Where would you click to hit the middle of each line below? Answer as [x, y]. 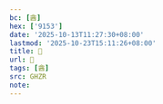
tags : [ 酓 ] [30, 69]
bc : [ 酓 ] [25, 18]
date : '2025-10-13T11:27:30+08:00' [77, 34]
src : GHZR [28, 77]
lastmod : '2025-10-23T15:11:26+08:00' [83, 43]
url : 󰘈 [22, 60]
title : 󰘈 [26, 52]
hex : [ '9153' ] [36, 26]
